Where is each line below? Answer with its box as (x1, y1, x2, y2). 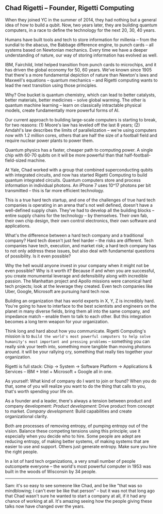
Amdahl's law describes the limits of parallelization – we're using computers (5, 127, 157, 133)
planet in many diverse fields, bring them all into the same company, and (5, 308, 150, 314)
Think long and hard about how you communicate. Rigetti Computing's (5, 328, 147, 334)
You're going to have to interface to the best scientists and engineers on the (5, 303, 157, 309)
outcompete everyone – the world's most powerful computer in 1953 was (5, 463, 151, 469)
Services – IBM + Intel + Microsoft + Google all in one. (5, 368, 113, 375)
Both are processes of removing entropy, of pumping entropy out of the (5, 423, 148, 429)
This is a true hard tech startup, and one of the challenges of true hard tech (5, 197, 156, 203)
